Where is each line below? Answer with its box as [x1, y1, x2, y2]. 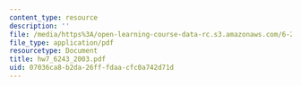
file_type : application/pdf [9, 38, 115, 47]
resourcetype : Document [9, 47, 99, 56]
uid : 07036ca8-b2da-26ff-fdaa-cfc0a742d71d [9, 64, 175, 73]
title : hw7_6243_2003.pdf [9, 55, 106, 64]
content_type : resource [9, 13, 99, 22]
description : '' [9, 21, 70, 30]
